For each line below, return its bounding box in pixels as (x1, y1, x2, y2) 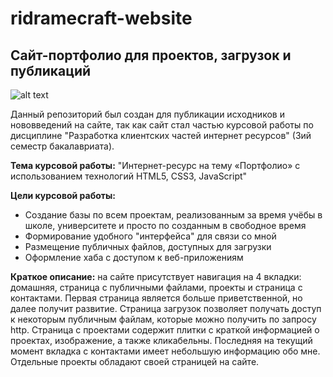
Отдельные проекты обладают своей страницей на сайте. (10, 356, 260, 367)
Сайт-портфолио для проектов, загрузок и (10, 47, 292, 64)
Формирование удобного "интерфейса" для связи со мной (24, 230, 277, 242)
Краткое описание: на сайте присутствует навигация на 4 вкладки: (10, 271, 302, 282)
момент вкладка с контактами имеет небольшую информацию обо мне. (10, 345, 321, 357)
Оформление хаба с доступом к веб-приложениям (24, 252, 244, 263)
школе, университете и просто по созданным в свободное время (24, 220, 307, 231)
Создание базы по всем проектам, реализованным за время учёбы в (24, 209, 323, 221)
